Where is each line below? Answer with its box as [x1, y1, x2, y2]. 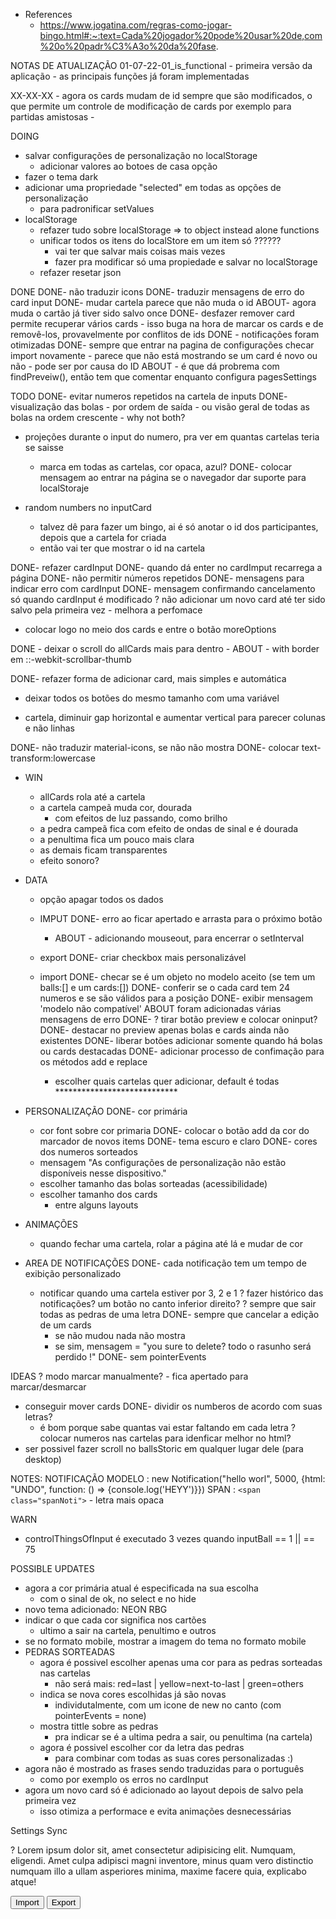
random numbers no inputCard [24, 502, 152, 513]
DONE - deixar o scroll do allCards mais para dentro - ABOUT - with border [10, 643, 320, 654]
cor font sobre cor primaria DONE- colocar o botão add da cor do [39, 1125, 310, 1136]
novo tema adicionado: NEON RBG [24, 1604, 168, 1615]
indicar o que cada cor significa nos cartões [24, 1614, 207, 1626]
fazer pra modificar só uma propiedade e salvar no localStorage [54, 256, 318, 268]
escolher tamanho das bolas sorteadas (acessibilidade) [39, 1178, 268, 1189]
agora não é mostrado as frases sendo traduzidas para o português [24, 1763, 305, 1774]
